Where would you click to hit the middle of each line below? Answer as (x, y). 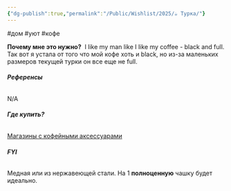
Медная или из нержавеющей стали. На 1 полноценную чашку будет (110, 173)
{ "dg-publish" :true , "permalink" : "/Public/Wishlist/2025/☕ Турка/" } (107, 13)
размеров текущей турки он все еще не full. (72, 61)
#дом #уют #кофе (34, 33)
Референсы (25, 78)
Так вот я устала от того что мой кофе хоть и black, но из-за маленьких (113, 54)
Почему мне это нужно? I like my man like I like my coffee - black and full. (116, 46)
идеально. (22, 181)
